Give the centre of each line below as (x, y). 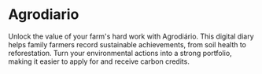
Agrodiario (44, 15)
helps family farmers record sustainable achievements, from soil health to (127, 44)
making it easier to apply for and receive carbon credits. (99, 61)
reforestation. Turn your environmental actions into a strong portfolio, (120, 53)
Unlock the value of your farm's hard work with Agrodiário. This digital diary (131, 36)
